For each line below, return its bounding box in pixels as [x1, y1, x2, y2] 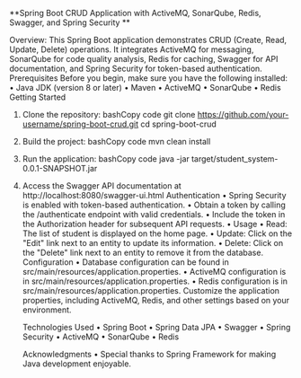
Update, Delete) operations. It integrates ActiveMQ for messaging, [9, 44, 254, 55]
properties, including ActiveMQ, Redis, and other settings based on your [22, 295, 290, 305]
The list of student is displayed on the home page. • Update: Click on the [22, 228, 293, 239]
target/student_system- [191, 154, 279, 164]
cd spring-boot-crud [140, 119, 217, 129]
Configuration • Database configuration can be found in [22, 257, 229, 268]
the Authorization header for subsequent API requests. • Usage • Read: [22, 219, 288, 229]
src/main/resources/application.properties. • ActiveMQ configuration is [22, 267, 287, 277]
